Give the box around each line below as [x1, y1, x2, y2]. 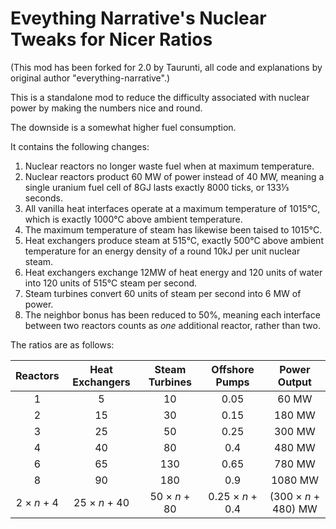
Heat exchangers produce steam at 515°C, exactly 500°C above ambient [24, 234, 324, 246]
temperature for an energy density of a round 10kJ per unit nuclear [24, 245, 301, 257]
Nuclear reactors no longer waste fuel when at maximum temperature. [24, 160, 315, 172]
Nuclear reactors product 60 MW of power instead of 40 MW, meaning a [24, 170, 325, 182]
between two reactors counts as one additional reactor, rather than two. [24, 319, 321, 331]
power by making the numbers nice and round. [10, 102, 203, 114]
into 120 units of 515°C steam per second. [24, 277, 198, 289]
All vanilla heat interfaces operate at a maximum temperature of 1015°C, [24, 202, 321, 214]
